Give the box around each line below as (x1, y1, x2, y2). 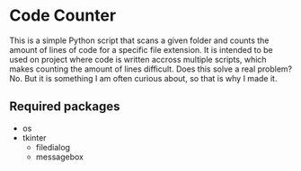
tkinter (22, 132, 47, 143)
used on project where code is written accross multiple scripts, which (9, 54, 267, 64)
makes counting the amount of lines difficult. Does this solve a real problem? (9, 64, 293, 74)
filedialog (35, 141, 70, 152)
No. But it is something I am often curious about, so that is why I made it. (9, 73, 278, 83)
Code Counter (9, 5, 117, 26)
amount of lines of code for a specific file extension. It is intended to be (9, 44, 274, 55)
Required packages (9, 99, 120, 115)
